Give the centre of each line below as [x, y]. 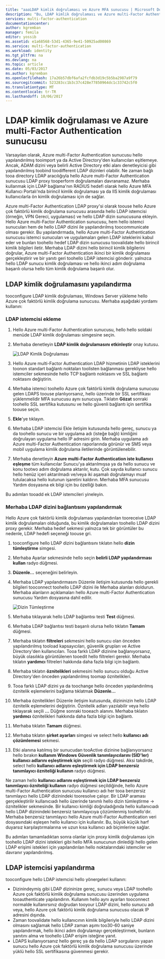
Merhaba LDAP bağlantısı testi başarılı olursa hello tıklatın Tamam [79, 626]
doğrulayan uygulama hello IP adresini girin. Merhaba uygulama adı [80, 439]
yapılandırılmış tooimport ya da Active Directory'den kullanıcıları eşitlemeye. [82, 160]
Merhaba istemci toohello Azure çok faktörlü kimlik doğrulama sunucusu [86, 389]
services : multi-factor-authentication [46, 19]
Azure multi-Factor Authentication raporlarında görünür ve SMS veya [82, 444]
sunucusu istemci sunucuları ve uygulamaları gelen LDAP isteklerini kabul [80, 237]
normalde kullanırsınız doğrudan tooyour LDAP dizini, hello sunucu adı [83, 905]
